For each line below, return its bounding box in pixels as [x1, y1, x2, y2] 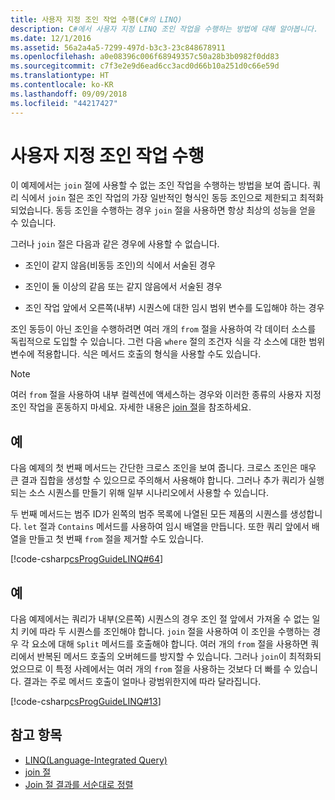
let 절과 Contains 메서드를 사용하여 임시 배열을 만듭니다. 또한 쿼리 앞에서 [23, 521, 310, 533]
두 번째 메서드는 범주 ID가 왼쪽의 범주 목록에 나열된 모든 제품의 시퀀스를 [10, 508, 288, 520]
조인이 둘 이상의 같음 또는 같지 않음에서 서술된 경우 [24, 281, 223, 293]
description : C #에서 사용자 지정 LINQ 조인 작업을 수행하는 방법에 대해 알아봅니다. [10, 24, 319, 34]
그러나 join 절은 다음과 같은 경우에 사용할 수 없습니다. [10, 238, 220, 250]
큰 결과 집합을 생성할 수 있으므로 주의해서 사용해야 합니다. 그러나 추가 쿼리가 [10, 474, 307, 486]
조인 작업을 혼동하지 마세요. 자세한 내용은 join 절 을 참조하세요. [10, 401, 252, 413]
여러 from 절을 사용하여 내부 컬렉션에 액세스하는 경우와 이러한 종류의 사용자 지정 [10, 389, 322, 401]
